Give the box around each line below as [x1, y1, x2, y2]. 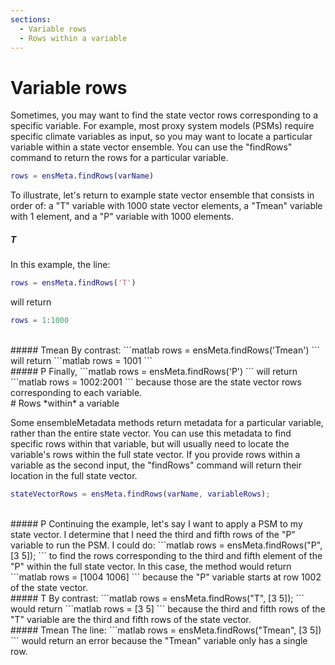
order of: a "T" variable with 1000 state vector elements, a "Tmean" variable [10, 200, 323, 212]
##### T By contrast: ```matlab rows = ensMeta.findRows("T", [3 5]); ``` [10, 592, 305, 604]
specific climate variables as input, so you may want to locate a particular [10, 131, 313, 143]
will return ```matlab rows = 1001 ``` [10, 354, 153, 366]
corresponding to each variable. [10, 386, 143, 398]
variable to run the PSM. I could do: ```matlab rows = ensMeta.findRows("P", [10, 539, 323, 551]
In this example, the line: [10, 259, 111, 271]
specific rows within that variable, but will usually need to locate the [10, 437, 290, 450]
